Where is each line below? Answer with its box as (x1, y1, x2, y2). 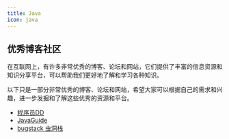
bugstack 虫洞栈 (16, 124, 64, 133)
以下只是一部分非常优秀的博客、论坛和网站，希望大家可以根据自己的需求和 (7, 86, 217, 94)
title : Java (7, 10, 41, 17)
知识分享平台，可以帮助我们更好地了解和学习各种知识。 (7, 71, 163, 79)
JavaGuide (16, 117, 48, 125)
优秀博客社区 (7, 43, 62, 55)
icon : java (7, 16, 38, 23)
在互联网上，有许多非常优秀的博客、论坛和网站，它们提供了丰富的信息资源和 (7, 63, 223, 71)
